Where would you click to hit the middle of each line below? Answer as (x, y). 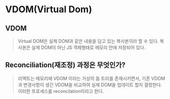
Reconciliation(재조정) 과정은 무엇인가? (66, 65)
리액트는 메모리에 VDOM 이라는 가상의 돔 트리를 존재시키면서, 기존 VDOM (91, 78)
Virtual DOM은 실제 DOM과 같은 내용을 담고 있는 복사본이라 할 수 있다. (88, 41)
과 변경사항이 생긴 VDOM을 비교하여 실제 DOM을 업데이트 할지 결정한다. (90, 85)
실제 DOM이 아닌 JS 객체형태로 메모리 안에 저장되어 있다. (88, 47)
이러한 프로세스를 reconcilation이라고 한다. (61, 91)
